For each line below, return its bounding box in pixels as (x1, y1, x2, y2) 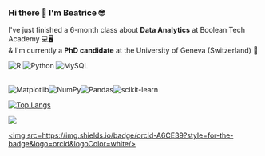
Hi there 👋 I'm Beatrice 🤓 (8, 7, 105, 18)
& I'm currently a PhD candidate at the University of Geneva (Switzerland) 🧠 (8, 45, 259, 55)
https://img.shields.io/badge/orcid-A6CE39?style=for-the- (42, 131, 234, 140)
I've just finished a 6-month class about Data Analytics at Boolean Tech (8, 25, 246, 35)
